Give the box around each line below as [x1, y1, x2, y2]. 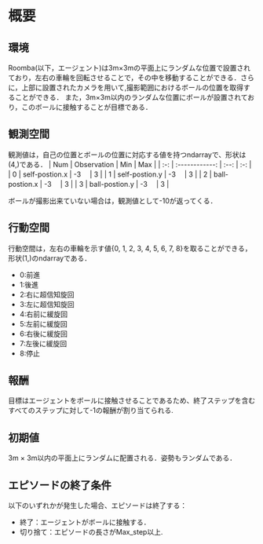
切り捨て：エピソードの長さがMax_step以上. [19, 528, 163, 537]
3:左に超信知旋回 [19, 299, 75, 309]
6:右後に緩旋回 [19, 329, 68, 338]
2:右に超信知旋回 [19, 290, 75, 299]
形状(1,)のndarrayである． [8, 253, 92, 263]
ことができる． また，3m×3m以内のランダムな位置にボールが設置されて [14, 93, 248, 102]
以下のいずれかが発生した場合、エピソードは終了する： [8, 501, 187, 510]
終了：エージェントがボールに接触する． [19, 517, 151, 527]
